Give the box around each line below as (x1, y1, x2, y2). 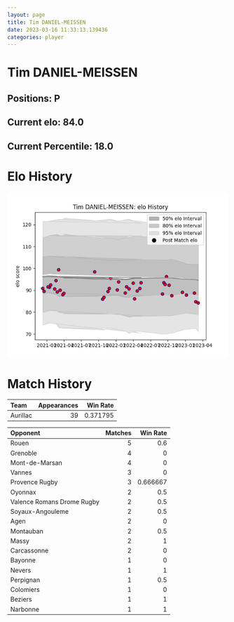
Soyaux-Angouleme (10, 508, 69, 516)
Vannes (10, 468, 32, 477)
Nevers (10, 566, 32, 574)
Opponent (10, 429, 41, 437)
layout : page (7, 11, 46, 18)
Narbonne (10, 604, 40, 614)
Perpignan (10, 576, 41, 584)
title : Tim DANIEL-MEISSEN (7, 18, 86, 26)
